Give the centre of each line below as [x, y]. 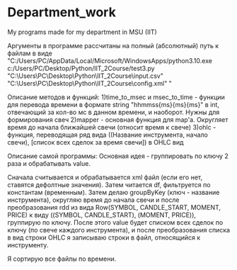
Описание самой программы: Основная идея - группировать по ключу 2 [118, 156]
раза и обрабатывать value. [49, 163]
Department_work [62, 12]
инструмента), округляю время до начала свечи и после [93, 200]
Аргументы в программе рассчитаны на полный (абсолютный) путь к [113, 45]
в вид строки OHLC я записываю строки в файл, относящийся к [104, 237]
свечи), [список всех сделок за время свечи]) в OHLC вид [96, 142]
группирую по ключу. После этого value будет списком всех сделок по [115, 222]
